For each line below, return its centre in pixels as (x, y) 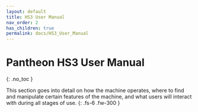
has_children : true (30, 28)
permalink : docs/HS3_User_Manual (47, 34)
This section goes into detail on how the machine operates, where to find (95, 90)
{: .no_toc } (20, 79)
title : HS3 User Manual (36, 17)
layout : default (26, 11)
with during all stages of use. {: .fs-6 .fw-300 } (63, 103)
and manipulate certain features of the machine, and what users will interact (99, 97)
